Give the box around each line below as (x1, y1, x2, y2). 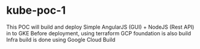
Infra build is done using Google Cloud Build (6, 36, 116, 43)
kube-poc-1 (6, 4, 66, 17)
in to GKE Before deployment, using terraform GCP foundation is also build (6, 29, 192, 36)
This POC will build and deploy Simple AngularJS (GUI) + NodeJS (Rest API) (6, 23, 195, 30)
